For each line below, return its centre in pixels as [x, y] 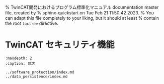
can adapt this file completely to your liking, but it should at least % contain [82, 18]
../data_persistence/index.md [37, 76]
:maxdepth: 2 [19, 58]
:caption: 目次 [20, 63]
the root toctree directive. [32, 23]
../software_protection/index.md [40, 72]
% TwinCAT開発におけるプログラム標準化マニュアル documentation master [82, 7]
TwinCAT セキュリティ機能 [60, 45]
